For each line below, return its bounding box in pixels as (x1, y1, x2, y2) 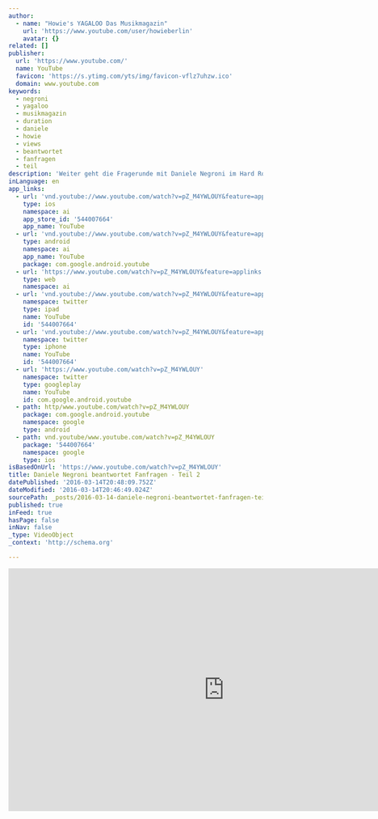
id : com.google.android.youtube (23, 396, 132, 404)
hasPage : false (8, 516, 60, 524)
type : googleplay (23, 380, 82, 388)
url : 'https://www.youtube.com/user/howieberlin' (23, 27, 194, 35)
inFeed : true (8, 508, 52, 516)
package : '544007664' (23, 440, 95, 449)
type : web (23, 275, 57, 283)
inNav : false (8, 524, 52, 532)
